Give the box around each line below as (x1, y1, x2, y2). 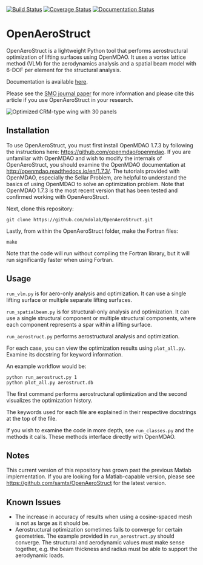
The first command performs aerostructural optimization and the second (6, 390, 187, 397)
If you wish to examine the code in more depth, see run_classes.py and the (6, 426, 194, 433)
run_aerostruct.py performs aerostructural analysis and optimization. (6, 332, 180, 339)
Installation (6, 125, 50, 136)
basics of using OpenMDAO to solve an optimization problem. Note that (6, 180, 185, 187)
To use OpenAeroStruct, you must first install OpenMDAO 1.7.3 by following (6, 141, 194, 149)
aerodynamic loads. (15, 552, 65, 559)
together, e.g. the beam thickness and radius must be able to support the (15, 546, 198, 553)
